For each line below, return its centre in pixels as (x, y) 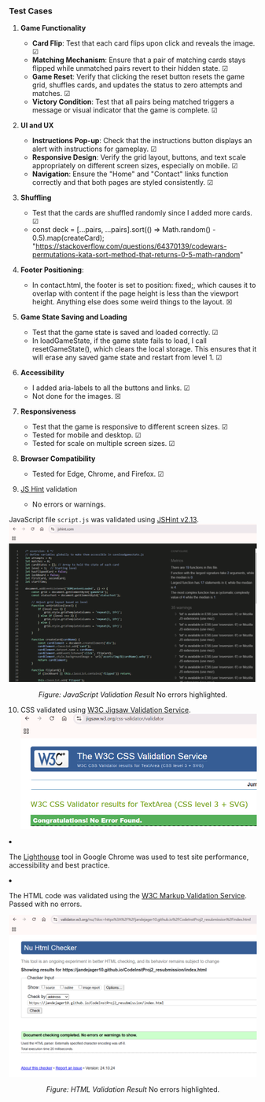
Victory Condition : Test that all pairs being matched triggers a (133, 102)
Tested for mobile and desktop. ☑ (87, 435)
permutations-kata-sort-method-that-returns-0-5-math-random (136, 255)
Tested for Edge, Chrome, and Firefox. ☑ (98, 474)
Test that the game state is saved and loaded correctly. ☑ (125, 333)
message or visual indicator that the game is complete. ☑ (125, 110)
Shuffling (36, 197)
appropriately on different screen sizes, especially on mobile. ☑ (135, 166)
